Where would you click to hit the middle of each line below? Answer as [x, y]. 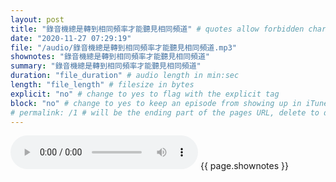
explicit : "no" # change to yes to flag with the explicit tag [145, 94]
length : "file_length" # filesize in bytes [102, 85]
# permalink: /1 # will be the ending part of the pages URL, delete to [165, 112]
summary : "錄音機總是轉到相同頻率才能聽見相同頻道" [106, 66]
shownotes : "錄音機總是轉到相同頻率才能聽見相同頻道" [110, 57]
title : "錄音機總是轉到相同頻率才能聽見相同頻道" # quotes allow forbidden [157, 29]
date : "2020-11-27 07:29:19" [71, 38]
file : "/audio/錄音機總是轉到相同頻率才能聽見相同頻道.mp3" [123, 47]
